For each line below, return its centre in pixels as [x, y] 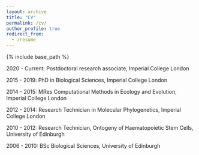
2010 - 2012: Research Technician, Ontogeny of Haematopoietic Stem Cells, [100, 128]
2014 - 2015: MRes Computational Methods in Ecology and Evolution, [91, 92]
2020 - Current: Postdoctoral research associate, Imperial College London [98, 68]
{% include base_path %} [38, 57]
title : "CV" [21, 17]
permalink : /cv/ [26, 23]
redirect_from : [25, 34]
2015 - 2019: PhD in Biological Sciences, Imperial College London [87, 80]
